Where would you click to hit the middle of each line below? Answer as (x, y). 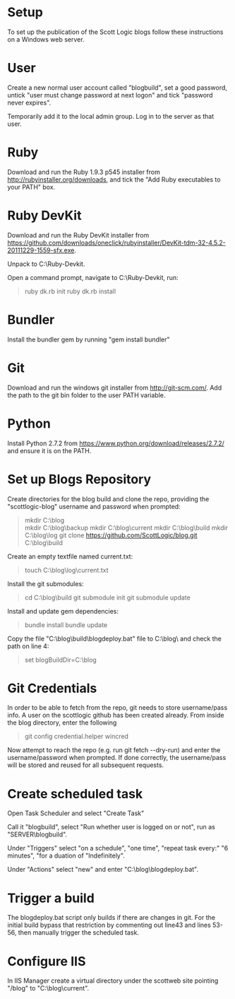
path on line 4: (28, 646)
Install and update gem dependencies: (63, 611)
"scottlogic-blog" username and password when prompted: (94, 506)
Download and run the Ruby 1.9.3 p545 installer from (84, 172)
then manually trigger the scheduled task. (79, 933)
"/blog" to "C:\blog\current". (48, 988)
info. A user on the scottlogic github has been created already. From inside (116, 715)
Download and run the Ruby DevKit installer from (78, 235)
